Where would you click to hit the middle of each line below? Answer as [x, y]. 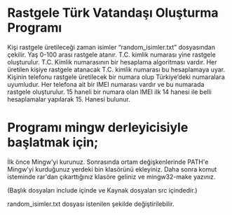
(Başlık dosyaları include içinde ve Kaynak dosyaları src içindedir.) [102, 190]
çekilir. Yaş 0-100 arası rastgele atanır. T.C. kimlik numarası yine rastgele [111, 55]
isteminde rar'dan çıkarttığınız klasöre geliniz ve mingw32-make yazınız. [111, 176]
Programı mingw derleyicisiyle [98, 128]
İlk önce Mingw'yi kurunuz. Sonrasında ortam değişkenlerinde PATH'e [108, 162]
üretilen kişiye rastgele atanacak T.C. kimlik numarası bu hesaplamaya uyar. [116, 69]
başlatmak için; [53, 143]
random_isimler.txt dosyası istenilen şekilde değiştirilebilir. [91, 204]
